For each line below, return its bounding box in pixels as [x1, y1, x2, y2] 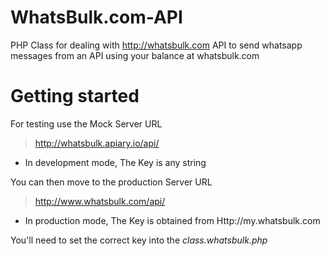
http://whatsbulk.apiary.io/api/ [34, 137, 160, 149]
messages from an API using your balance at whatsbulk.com [10, 49, 260, 61]
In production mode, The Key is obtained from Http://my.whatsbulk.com [24, 214, 321, 226]
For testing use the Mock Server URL [10, 117, 163, 130]
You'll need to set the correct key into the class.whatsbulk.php [10, 234, 268, 246]
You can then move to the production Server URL [10, 176, 213, 188]
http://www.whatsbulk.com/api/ [34, 195, 166, 207]
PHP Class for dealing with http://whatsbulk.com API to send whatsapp [10, 39, 303, 51]
